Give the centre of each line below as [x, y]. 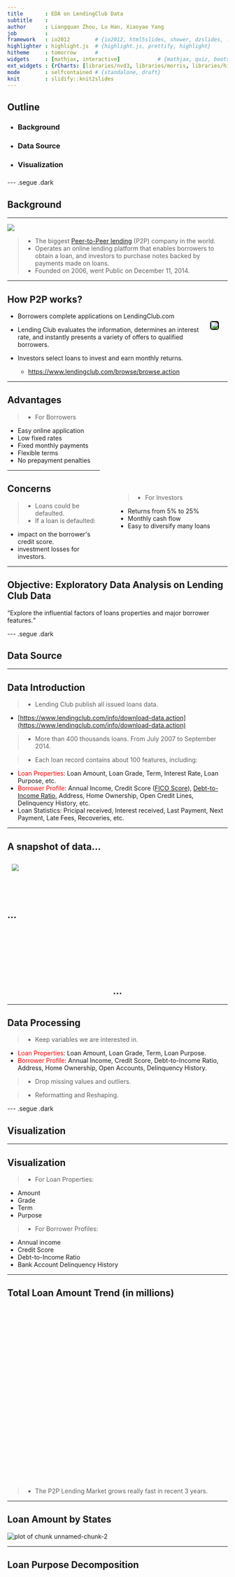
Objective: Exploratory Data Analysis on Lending [115, 585]
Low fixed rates [40, 438]
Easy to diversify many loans [169, 526]
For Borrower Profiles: [66, 1229]
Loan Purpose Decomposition [73, 1565]
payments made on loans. [72, 264]
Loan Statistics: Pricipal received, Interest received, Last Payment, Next [120, 811]
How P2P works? [45, 299]
